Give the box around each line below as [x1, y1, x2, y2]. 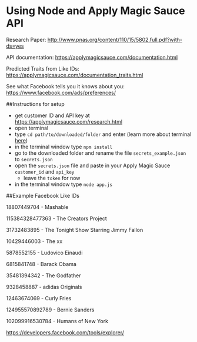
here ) [14, 137, 28, 144]
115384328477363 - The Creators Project [6, 215, 107, 222]
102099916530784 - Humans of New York [6, 317, 109, 324]
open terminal [14, 124, 49, 131]
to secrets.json [14, 155, 53, 162]
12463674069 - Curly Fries [6, 294, 72, 301]
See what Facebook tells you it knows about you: [6, 82, 125, 89]
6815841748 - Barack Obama [6, 260, 76, 267]
